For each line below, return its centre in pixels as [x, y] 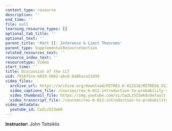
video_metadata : [23, 105]
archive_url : [24, 86]
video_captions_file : [33, 90]
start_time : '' [21, 67]
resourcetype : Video [27, 62]
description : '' [23, 15]
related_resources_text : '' [35, 53]
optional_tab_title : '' [31, 34]
